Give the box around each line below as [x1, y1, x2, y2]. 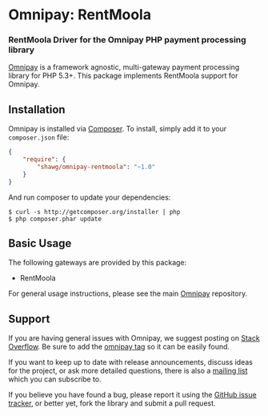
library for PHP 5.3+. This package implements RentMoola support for [8, 71, 238, 81]
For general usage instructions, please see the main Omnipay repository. [8, 289, 248, 298]
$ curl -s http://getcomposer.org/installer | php [8, 208, 181, 216]
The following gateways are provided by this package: [8, 258, 187, 268]
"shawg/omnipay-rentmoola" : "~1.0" [37, 163, 156, 172]
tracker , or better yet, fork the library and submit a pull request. [8, 398, 216, 408]
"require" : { [22, 155, 66, 164]
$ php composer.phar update [8, 215, 102, 223]
